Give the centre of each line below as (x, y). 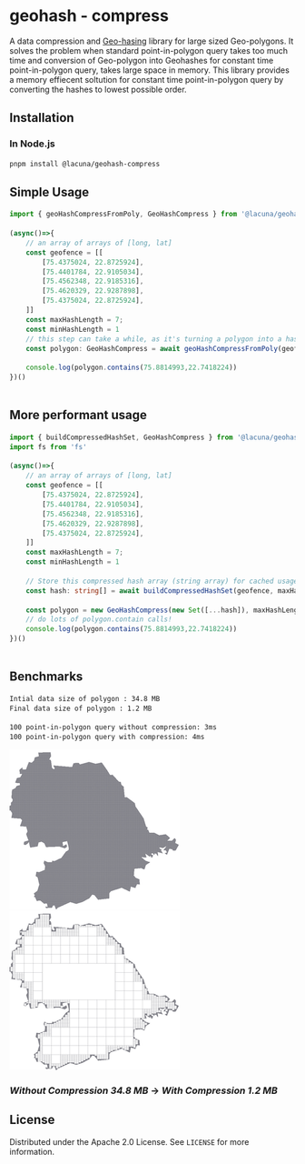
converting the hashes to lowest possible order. (98, 89)
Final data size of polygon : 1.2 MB (81, 708)
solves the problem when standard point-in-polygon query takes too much (149, 50)
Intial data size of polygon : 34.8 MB (85, 698)
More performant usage (79, 415)
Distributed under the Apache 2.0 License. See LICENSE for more (129, 1141)
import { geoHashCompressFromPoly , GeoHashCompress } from (123, 215)
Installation (42, 118)
